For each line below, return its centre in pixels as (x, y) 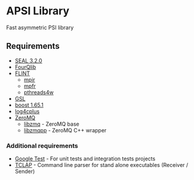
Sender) (25, 172)
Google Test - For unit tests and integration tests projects (85, 159)
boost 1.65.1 (29, 105)
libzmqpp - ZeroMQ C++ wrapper (65, 130)
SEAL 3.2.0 (29, 60)
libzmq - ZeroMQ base (51, 124)
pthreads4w (39, 92)
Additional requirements (42, 145)
